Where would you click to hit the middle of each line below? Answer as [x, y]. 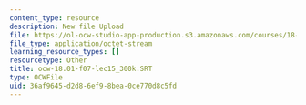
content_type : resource [55, 18]
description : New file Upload [67, 26]
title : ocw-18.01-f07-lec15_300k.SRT [81, 69]
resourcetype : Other [49, 60]
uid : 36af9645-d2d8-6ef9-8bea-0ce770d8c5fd [93, 86]
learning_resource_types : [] [65, 52]
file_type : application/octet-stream [81, 43]
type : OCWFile [36, 78]
